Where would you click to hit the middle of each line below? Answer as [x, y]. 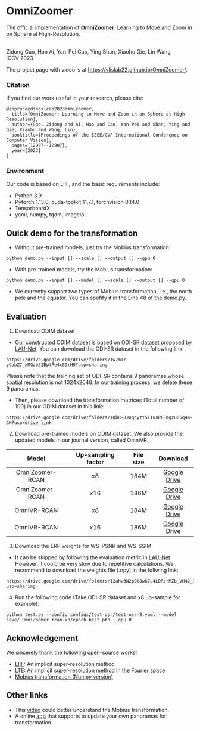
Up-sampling [95, 455]
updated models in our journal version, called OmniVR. [82, 440]
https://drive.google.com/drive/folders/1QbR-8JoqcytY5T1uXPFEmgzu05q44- [100, 418]
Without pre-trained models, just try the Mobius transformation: [93, 247]
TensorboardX [32, 208]
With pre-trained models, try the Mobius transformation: [84, 270]
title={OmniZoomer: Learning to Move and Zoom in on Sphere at [91, 114]
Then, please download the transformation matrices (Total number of [99, 400]
